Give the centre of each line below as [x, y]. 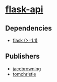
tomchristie [24, 74]
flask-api [24, 9]
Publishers [22, 56]
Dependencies [28, 28]
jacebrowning [27, 69]
